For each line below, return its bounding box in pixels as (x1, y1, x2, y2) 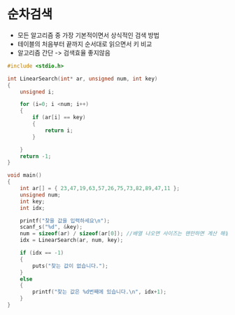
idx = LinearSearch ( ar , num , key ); (20, 236, 124, 244)
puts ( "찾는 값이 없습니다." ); (32, 262, 108, 269)
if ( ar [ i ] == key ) (32, 114, 86, 121)
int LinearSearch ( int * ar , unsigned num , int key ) (7, 75, 158, 82)
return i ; (44, 127, 73, 134)
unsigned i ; (20, 88, 55, 95)
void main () (7, 172, 42, 179)
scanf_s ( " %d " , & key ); (20, 224, 83, 231)
